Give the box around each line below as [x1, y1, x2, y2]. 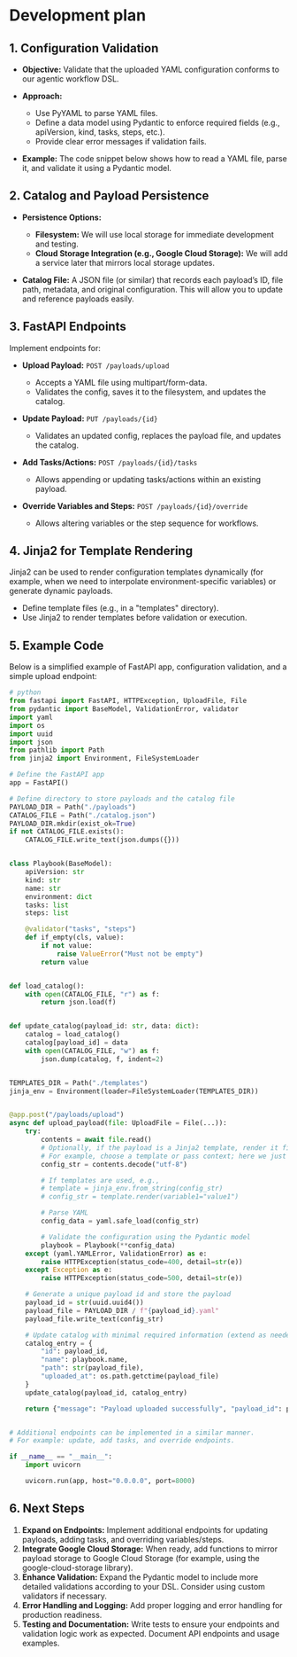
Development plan [9, 5, 147, 26]
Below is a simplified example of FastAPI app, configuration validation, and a [9, 661, 287, 672]
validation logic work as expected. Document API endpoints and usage [21, 1628, 280, 1638]
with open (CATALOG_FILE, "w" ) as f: [25, 1046, 161, 1055]
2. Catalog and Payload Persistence [9, 188, 209, 204]
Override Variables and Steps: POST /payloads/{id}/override [21, 500, 248, 511]
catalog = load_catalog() [25, 1030, 121, 1039]
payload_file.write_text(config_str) [25, 1314, 164, 1324]
